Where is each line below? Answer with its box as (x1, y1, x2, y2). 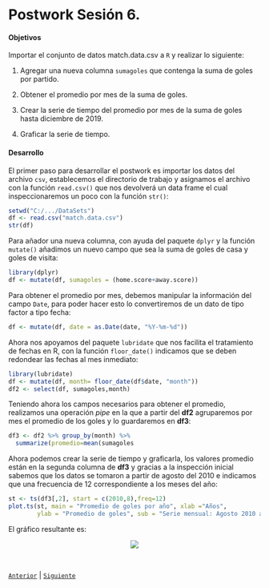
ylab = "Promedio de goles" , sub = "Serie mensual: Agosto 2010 (37, 509, 256, 518)
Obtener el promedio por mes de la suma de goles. (19, 90, 188, 99)
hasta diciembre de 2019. (19, 114, 104, 123)
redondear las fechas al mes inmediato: (8, 354, 139, 364)
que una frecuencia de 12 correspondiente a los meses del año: (8, 479, 218, 489)
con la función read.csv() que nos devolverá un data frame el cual (8, 183, 228, 192)
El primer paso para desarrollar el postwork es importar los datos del (8, 166, 235, 175)
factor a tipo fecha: (8, 307, 71, 317)
